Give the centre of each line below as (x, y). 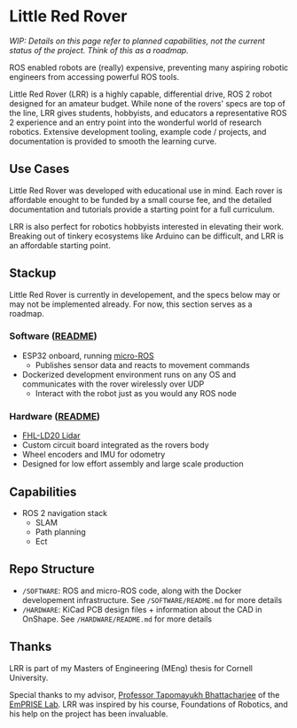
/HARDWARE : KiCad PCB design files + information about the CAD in (142, 609)
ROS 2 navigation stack (65, 513)
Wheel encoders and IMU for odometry (94, 455)
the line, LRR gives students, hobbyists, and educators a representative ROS (148, 113)
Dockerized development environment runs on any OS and (129, 374)
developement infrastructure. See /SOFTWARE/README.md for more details (152, 599)
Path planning (60, 532)
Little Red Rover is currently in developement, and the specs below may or (145, 294)
